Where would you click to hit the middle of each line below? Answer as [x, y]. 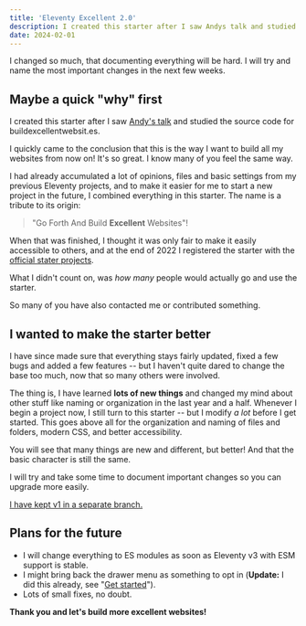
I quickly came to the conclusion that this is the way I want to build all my [147, 149]
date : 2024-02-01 [42, 35]
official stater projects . [52, 260]
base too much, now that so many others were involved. [115, 375]
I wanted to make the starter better [111, 334]
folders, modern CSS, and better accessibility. [96, 432]
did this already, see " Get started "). [89, 584]
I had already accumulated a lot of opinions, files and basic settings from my [153, 176]
